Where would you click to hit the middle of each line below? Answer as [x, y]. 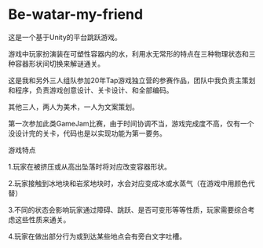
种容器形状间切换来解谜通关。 [56, 64]
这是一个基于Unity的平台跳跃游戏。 [65, 37]
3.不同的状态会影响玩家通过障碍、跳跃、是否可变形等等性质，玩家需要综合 [128, 210]
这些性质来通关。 [42, 219]
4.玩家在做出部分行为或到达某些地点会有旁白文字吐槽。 [97, 236]
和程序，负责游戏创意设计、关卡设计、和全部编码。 [91, 90]
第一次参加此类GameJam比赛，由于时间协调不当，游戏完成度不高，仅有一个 [131, 123]
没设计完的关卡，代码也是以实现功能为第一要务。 [87, 133]
